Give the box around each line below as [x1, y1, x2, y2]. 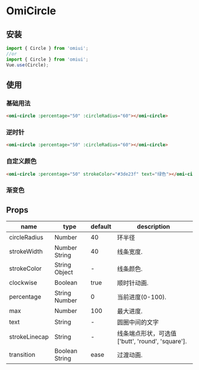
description [137, 223, 171, 231]
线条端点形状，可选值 [117, 330, 176, 338]
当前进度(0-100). [117, 293, 167, 301]
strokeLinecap [9, 333, 49, 341]
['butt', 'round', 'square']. [117, 337, 187, 346]
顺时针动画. [117, 279, 149, 287]
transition [9, 350, 36, 359]
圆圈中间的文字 [117, 318, 159, 327]
